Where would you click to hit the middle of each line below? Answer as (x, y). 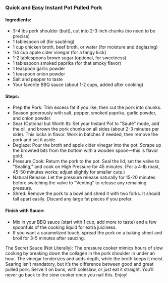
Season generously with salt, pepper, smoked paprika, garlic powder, (85, 113)
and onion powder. (32, 118)
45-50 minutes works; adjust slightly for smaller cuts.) (69, 172)
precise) (21, 36)
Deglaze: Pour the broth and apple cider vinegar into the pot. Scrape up (87, 145)
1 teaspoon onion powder (39, 74)
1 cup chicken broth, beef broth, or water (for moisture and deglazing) (85, 47)
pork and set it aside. (34, 140)
